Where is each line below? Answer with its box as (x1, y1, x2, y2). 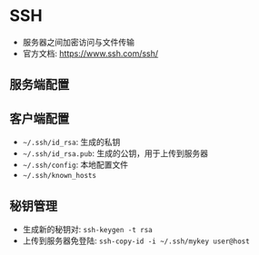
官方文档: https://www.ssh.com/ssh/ (22, 47, 159, 59)
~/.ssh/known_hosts (22, 172, 97, 181)
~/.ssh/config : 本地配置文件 (22, 160, 129, 171)
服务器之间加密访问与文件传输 (22, 36, 134, 47)
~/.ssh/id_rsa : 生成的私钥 (22, 137, 121, 148)
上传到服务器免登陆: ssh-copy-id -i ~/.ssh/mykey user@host (22, 235, 250, 246)
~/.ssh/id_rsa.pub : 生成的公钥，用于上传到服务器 (22, 148, 209, 159)
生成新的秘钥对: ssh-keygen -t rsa (22, 223, 153, 234)
